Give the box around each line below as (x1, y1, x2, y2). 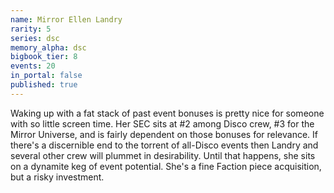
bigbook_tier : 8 (10, 52, 78, 62)
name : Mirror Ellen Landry (10, 14, 123, 25)
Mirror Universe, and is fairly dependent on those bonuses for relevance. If (10, 128, 318, 140)
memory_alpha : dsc (10, 42, 87, 53)
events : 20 (10, 61, 56, 71)
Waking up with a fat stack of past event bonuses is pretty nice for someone (10, 107, 325, 119)
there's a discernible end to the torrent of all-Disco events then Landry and (10, 139, 319, 151)
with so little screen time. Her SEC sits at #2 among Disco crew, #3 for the (10, 117, 315, 130)
